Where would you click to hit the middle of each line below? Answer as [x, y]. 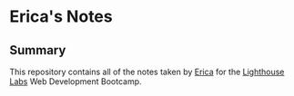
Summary [38, 50]
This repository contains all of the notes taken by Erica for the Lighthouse [147, 72]
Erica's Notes [61, 17]
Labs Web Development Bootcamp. [76, 82]
